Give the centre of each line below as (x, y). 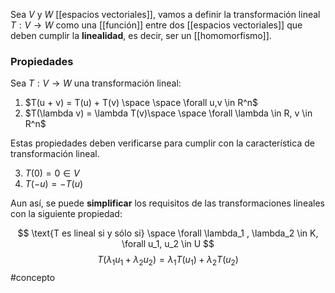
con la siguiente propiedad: (66, 214)
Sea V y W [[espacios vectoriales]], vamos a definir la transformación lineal (165, 14)
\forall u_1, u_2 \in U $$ (168, 244)
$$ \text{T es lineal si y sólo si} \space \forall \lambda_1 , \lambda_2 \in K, (168, 233)
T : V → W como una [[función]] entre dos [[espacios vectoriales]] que (156, 25)
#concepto (33, 278)
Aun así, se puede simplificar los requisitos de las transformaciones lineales (167, 203)
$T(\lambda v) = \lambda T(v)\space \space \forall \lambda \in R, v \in (168, 113)
